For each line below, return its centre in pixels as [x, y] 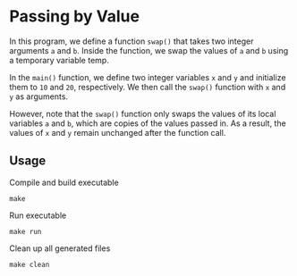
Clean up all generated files [60, 248]
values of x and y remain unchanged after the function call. [118, 132]
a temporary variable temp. [59, 60]
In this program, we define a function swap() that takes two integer [132, 41]
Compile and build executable [64, 182]
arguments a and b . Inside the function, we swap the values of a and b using [149, 50]
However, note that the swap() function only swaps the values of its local [143, 113]
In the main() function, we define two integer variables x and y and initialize [148, 77]
